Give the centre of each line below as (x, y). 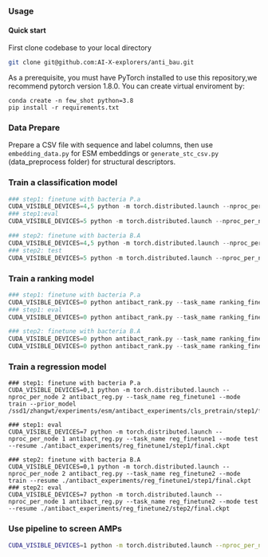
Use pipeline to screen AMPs (65, 529)
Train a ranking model (51, 278)
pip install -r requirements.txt (64, 108)
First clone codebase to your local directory (80, 48)
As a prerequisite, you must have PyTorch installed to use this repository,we (133, 78)
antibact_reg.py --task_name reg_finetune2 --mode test (164, 502)
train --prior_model (43, 404)
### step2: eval (35, 488)
